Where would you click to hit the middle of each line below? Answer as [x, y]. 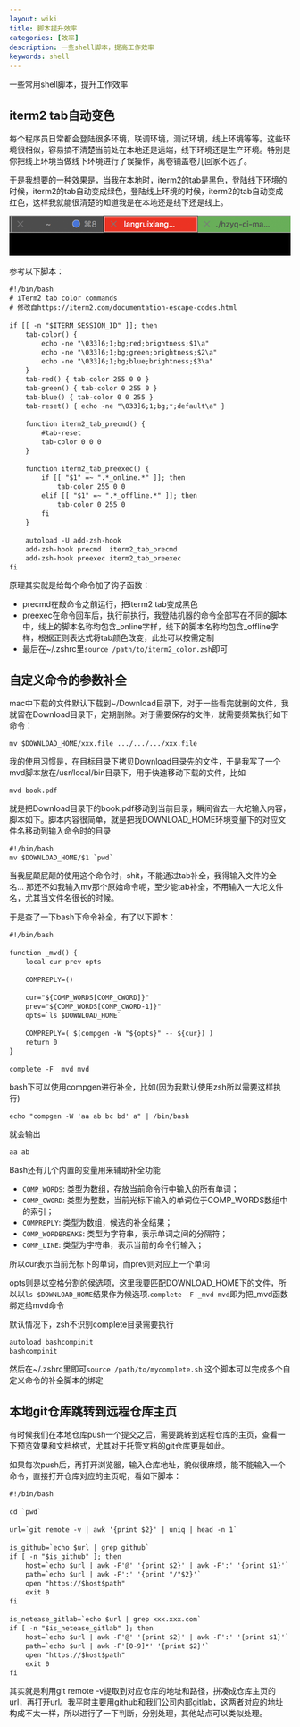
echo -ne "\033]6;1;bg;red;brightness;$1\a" [125, 344]
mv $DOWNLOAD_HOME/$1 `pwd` [62, 858]
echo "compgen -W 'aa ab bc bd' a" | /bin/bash [100, 1116]
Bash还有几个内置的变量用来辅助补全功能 [85, 1170]
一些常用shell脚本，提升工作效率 [69, 84]
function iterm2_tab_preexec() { [87, 469]
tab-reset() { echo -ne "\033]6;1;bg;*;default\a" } [125, 406]
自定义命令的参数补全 [68, 680]
